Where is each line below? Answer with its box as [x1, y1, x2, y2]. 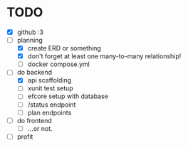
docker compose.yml [27, 60, 90, 68]
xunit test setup [27, 84, 74, 92]
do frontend [16, 116, 53, 125]
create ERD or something [27, 44, 101, 53]
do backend [16, 68, 53, 77]
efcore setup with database [27, 92, 108, 100]
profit [16, 132, 33, 141]
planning [16, 36, 43, 44]
